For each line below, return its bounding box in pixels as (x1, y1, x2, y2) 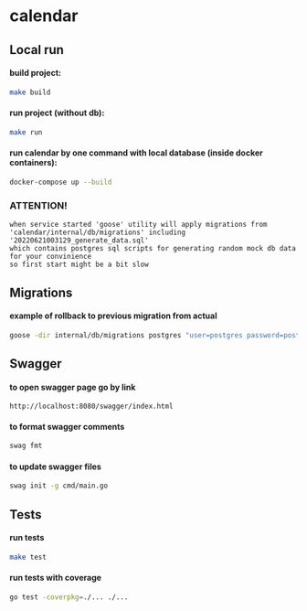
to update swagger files (9, 461, 102, 472)
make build (9, 88, 51, 97)
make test (9, 552, 48, 562)
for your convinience (9, 252, 92, 262)
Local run (9, 42, 64, 58)
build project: (9, 68, 62, 79)
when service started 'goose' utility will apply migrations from (9, 220, 268, 230)
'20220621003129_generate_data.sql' (9, 236, 149, 245)
